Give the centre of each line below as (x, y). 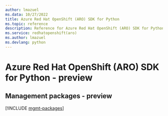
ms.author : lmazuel (25, 38)
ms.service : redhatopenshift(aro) (41, 33)
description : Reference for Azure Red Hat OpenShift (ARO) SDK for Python (85, 28)
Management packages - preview (59, 96)
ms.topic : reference (27, 24)
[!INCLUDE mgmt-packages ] (34, 108)
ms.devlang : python (25, 42)
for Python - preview (49, 77)
